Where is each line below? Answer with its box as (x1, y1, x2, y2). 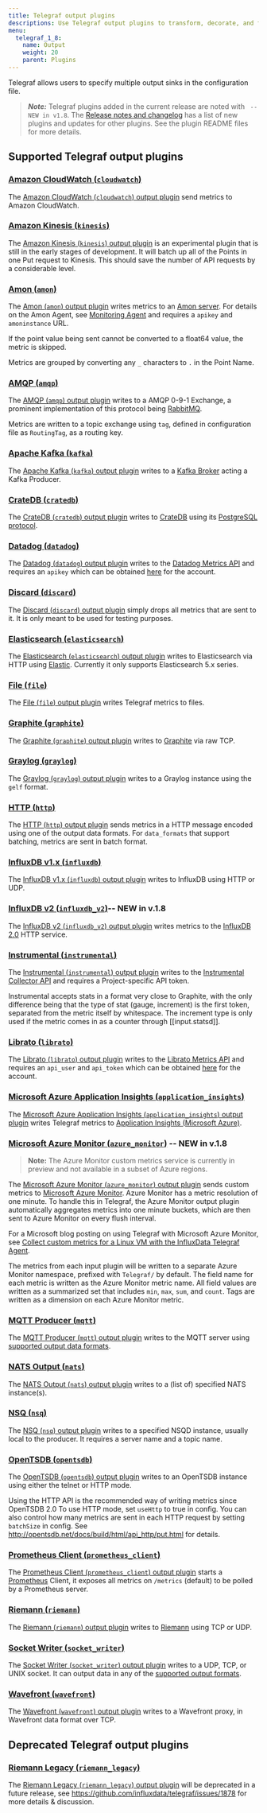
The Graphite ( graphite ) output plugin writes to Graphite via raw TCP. (8, 736, 236, 745)
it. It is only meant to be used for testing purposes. (8, 613, 173, 623)
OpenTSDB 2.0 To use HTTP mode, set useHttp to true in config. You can (8, 1504, 247, 1514)
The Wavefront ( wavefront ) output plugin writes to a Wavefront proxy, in (8, 1706, 243, 1716)
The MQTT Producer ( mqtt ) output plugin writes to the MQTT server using (8, 1333, 250, 1342)
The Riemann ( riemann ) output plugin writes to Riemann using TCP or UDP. (8, 1622, 253, 1632)
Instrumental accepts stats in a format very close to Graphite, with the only (8, 992, 253, 1001)
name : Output (22, 41, 66, 49)
